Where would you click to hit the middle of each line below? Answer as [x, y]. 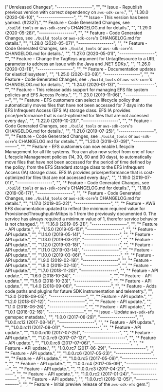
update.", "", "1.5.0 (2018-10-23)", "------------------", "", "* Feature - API [78, 281]
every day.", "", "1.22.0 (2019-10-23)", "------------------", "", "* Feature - [79, 121]
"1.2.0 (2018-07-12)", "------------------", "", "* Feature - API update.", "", [78, 302]
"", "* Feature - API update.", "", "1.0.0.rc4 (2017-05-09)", [66, 364]
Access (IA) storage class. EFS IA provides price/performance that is [74, 172]
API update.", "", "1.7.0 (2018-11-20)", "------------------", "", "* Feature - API [82, 270]
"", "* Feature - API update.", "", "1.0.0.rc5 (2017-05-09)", [62, 358]
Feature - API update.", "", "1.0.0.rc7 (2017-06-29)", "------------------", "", [80, 348]
